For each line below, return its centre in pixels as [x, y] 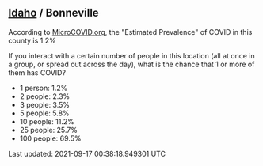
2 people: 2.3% [45, 96]
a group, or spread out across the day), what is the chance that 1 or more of [131, 64]
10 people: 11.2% [47, 121]
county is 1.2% [32, 40]
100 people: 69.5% [50, 138]
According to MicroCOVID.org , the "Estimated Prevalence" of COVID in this [130, 32]
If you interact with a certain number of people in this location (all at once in [131, 55]
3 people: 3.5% [44, 104]
